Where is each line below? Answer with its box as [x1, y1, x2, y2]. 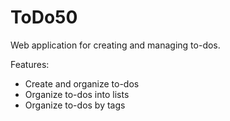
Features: [10, 58, 50, 70]
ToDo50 [10, 6, 78, 29]
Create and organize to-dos [24, 77, 140, 90]
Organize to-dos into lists [24, 88, 130, 100]
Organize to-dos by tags [24, 99, 126, 111]
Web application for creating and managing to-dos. [10, 39, 221, 51]
